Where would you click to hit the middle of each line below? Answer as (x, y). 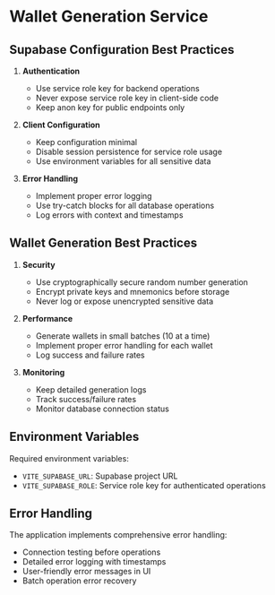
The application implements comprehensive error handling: (118, 535)
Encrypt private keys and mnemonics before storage (133, 291)
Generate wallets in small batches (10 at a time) (123, 336)
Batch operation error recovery (79, 581)
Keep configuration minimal (86, 142)
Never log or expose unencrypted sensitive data (125, 301)
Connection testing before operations (91, 552)
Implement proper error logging (94, 196)
